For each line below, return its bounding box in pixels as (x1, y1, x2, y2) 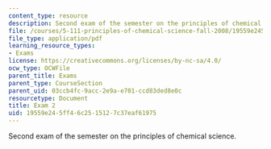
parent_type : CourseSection (8, 79, 103, 87)
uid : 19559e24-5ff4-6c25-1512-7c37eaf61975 (8, 110, 157, 118)
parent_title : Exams (8, 72, 78, 80)
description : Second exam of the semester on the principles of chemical (8, 19, 262, 27)
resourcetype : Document (8, 94, 89, 102)
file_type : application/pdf (8, 34, 103, 43)
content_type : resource (8, 11, 89, 20)
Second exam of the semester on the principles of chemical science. (8, 131, 236, 141)
